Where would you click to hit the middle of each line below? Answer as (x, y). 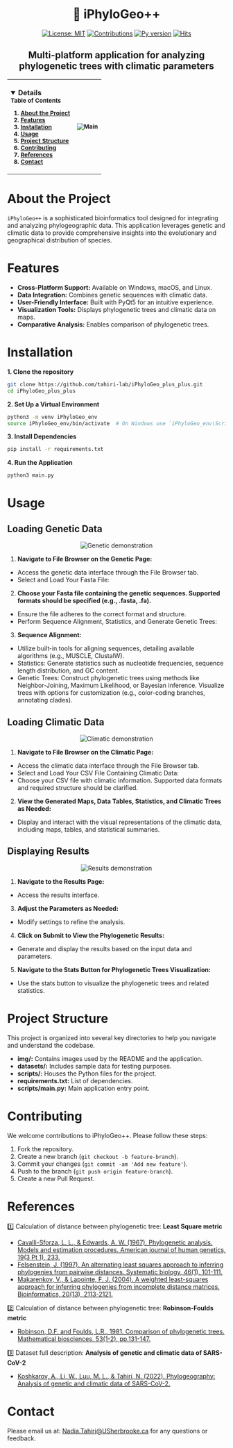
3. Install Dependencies (42, 436)
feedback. (21, 1438)
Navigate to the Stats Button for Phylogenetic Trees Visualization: (114, 969)
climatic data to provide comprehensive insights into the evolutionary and (112, 233)
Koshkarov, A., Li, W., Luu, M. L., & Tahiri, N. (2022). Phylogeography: (116, 1376)
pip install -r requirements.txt (55, 450)
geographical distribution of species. (60, 240)
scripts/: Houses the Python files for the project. (87, 1073)
